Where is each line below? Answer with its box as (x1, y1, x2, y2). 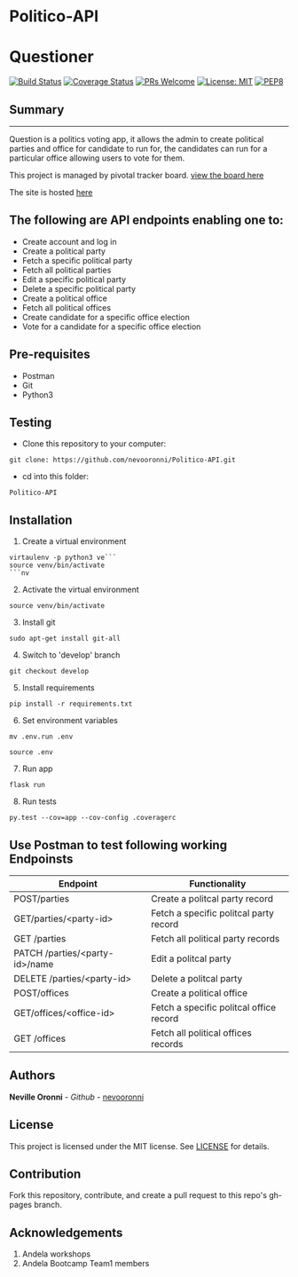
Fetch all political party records (150, 933, 280, 944)
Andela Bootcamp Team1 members (21, 1258, 150, 1269)
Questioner (9, 47, 95, 67)
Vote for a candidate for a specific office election (21, 321, 201, 332)
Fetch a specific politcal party (150, 907, 275, 919)
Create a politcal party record (150, 893, 273, 904)
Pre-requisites (9, 347, 90, 362)
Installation (9, 512, 73, 527)
